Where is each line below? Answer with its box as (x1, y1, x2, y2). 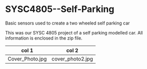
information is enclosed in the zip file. (5, 35, 82, 41)
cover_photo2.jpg (51, 55, 93, 62)
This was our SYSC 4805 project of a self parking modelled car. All (5, 29, 143, 35)
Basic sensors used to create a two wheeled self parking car (5, 20, 130, 26)
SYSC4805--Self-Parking (5, 3, 114, 15)
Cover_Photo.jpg (7, 55, 47, 62)
